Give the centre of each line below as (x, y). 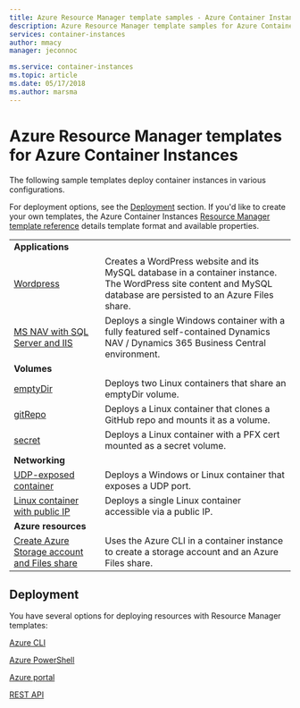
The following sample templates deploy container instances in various (137, 180)
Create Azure (42, 540)
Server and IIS (43, 342)
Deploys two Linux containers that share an (196, 383)
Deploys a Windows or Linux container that (195, 475)
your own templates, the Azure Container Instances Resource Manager (140, 216)
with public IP (42, 511)
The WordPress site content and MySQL (189, 283)
